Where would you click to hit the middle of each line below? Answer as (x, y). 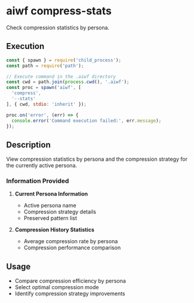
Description (28, 145)
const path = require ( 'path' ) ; (45, 66)
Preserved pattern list (50, 218)
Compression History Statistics (54, 230)
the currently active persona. (42, 166)
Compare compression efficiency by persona (70, 281)
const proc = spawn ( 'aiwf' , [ (44, 88)
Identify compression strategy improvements (70, 293)
